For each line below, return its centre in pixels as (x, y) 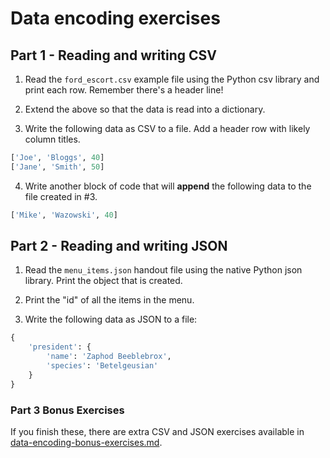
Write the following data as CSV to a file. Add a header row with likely (167, 128)
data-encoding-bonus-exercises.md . (86, 442)
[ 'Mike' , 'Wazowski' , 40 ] (64, 215)
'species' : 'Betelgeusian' (102, 366)
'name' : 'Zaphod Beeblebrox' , (109, 357)
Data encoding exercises (115, 18)
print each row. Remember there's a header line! (124, 90)
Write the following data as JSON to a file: (111, 319)
